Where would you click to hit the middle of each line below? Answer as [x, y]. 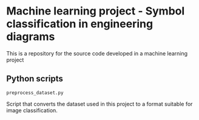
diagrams [31, 37]
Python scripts [35, 79]
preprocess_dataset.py [35, 93]
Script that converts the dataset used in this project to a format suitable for [99, 104]
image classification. [32, 110]
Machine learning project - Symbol [96, 11]
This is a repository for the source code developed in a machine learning [97, 53]
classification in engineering [80, 24]
